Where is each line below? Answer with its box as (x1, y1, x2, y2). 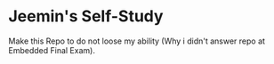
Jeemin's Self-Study (8, 6, 164, 27)
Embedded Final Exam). (8, 44, 95, 55)
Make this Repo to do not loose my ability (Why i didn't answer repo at (8, 36, 266, 46)
